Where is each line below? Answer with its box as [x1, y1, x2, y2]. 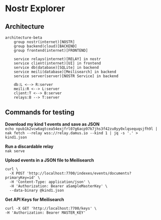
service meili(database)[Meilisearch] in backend [14, 69, 117, 74]
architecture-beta [5, 35, 42, 40]
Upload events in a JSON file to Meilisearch [5, 157, 94, 163]
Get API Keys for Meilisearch [5, 196, 64, 202]
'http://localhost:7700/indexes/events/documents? [26, 171, 132, 176]
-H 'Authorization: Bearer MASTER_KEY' [5, 210, 86, 215]
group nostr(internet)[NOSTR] [14, 40, 75, 44]
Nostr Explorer [5, 3, 65, 14]
